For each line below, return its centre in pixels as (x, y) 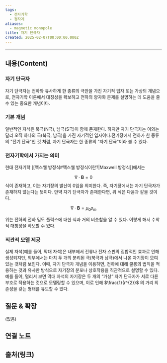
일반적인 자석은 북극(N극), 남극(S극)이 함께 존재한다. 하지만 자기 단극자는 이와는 (82, 129)
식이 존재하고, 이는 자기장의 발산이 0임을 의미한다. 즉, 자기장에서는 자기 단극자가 (83, 186)
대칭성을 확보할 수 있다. (33, 226)
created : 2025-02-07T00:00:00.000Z (42, 38)
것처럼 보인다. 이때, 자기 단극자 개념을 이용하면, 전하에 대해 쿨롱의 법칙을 (84, 264)
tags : (11, 10)
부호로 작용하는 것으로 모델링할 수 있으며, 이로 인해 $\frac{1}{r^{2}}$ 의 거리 (79, 283)
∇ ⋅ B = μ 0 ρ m (83, 208)
